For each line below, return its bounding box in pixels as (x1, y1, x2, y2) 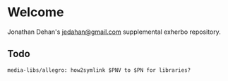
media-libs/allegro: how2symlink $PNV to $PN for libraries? (7, 66, 191, 74)
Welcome (7, 4, 64, 20)
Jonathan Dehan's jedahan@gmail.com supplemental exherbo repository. (7, 27, 221, 36)
